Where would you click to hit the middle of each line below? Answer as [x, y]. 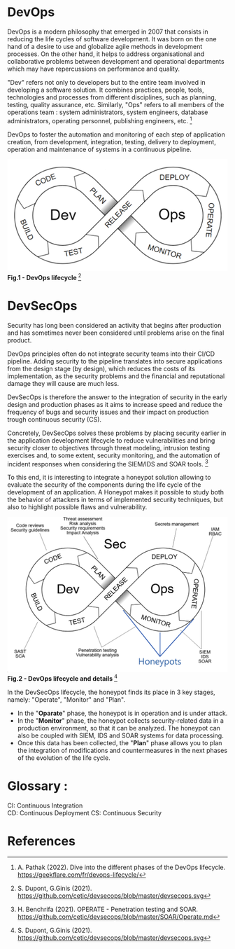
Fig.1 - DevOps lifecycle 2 [44, 277]
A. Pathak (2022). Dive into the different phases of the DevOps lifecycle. [121, 867]
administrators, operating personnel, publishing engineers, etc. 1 [100, 120]
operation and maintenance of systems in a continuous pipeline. [100, 149]
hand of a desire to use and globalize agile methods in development [105, 46]
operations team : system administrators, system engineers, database [108, 112]
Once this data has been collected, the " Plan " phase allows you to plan [120, 742]
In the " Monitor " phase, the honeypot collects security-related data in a [120, 720]
